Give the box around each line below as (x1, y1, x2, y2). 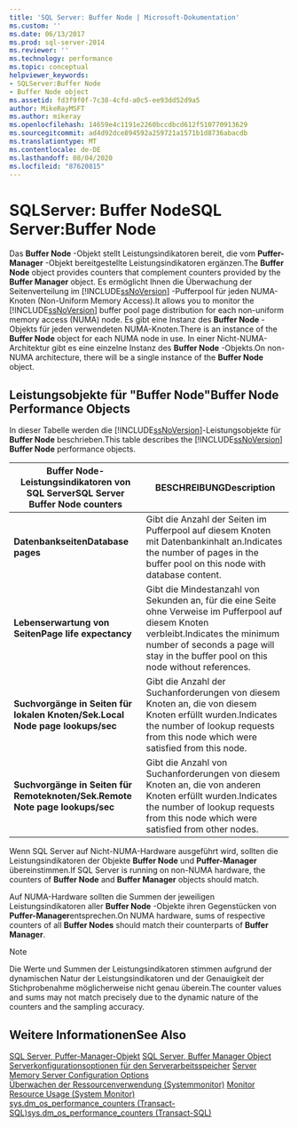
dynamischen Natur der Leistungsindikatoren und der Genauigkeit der (9, 973, 264, 984)
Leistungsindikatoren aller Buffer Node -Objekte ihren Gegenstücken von (9, 901, 277, 912)
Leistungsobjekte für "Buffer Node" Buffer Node (9, 388, 279, 403)
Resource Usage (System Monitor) (9, 1088, 136, 1099)
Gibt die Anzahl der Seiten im (145, 513, 268, 525)
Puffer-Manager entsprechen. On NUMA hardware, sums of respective (9, 910, 266, 921)
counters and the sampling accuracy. (9, 1002, 145, 1012)
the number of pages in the (145, 547, 259, 559)
